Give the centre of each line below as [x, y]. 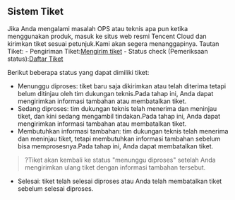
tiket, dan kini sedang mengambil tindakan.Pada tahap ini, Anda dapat [119, 116]
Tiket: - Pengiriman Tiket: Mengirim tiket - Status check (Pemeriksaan [108, 51]
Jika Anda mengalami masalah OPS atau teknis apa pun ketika [98, 28]
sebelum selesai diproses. [55, 188]
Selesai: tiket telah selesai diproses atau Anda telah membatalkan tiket [120, 181]
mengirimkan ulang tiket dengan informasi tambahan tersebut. [115, 167]
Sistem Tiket [35, 12]
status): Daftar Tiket [35, 59]
